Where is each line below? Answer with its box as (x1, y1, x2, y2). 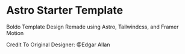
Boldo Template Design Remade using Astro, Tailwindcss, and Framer (6, 23, 179, 30)
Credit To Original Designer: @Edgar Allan (6, 41, 110, 48)
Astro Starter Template (6, 4, 124, 17)
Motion (6, 29, 24, 36)
